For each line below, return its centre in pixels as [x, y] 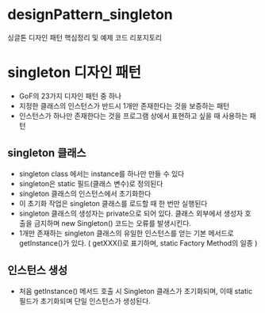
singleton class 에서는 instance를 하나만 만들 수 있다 [102, 174]
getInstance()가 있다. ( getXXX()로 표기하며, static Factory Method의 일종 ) [138, 242]
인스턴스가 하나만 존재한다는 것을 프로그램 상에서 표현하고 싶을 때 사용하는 [133, 116]
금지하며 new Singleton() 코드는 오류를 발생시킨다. [113, 223]
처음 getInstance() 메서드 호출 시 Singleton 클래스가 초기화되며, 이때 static [136, 291]
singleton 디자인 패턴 [75, 73]
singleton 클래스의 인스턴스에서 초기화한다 [85, 193]
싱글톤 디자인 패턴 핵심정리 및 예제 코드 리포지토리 [84, 37]
